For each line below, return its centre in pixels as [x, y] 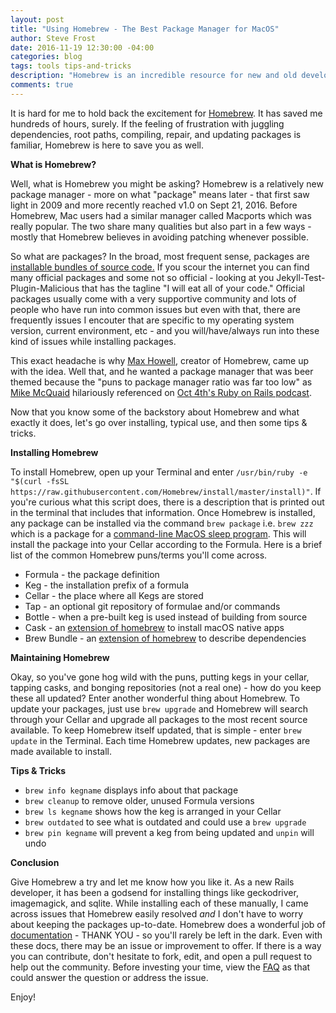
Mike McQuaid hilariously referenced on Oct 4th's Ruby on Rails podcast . [161, 392]
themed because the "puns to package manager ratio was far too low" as [161, 382]
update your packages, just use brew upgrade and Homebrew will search [159, 708]
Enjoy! [23, 997]
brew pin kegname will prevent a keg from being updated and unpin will [169, 832]
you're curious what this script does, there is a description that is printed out [167, 502]
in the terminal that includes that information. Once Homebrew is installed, [163, 512]
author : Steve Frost [53, 38]
